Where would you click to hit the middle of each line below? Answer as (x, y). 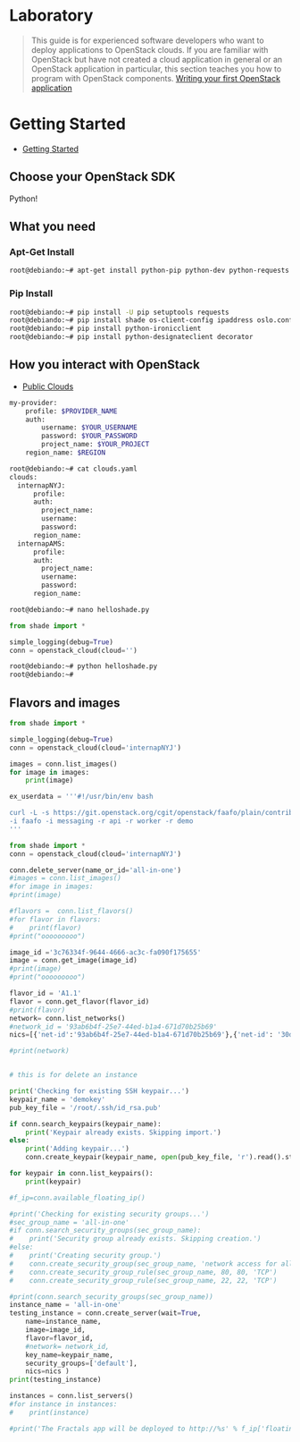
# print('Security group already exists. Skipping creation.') (135, 1239)
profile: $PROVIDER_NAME (71, 411)
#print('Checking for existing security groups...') (109, 1214)
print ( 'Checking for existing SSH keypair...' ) (100, 1091)
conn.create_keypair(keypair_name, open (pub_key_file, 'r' (137, 1158)
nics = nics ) (47, 1371)
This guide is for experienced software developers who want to (148, 40)
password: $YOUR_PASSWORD (90, 436)
